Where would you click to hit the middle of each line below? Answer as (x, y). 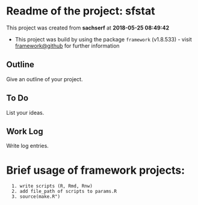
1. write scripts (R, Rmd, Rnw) (52, 186)
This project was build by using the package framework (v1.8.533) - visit (103, 39)
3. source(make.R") (36, 197)
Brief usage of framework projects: (96, 170)
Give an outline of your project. (45, 79)
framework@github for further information (67, 46)
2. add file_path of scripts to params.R (64, 191)
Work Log (25, 131)
